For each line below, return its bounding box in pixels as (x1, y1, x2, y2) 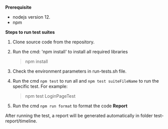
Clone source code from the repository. (12, 39, 95, 45)
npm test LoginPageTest (25, 93, 76, 99)
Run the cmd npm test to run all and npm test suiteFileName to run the (12, 78, 159, 84)
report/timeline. (5, 118, 37, 124)
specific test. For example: (12, 83, 68, 89)
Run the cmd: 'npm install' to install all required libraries (12, 49, 128, 54)
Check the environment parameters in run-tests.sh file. (12, 68, 127, 74)
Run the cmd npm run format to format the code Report (12, 103, 128, 109)
